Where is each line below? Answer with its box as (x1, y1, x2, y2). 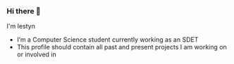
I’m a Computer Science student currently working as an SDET (16, 35, 199, 44)
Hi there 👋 (6, 6, 42, 16)
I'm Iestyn (6, 22, 36, 31)
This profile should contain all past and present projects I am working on (16, 43, 227, 51)
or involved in (16, 50, 57, 58)
